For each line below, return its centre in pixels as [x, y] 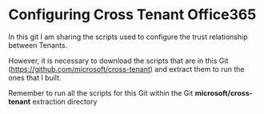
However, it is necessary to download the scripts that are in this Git [118, 61]
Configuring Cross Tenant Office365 [132, 15]
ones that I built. [35, 77]
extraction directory [64, 101]
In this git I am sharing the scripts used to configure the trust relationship [128, 37]
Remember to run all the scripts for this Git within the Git [101, 92]
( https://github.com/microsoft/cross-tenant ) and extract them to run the [126, 69]
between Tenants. [38, 45]
